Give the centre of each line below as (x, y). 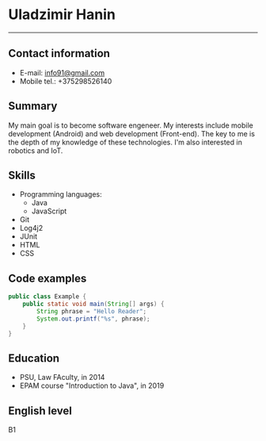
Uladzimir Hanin (62, 15)
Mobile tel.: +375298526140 (66, 81)
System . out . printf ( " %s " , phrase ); (93, 319)
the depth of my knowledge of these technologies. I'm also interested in (125, 142)
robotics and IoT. (36, 150)
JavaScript (49, 211)
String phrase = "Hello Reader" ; (92, 311)
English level (40, 410)
